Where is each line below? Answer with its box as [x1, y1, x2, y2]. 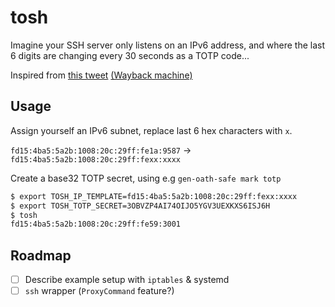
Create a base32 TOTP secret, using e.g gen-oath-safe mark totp [10, 172, 282, 184]
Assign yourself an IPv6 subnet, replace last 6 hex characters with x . [10, 124, 293, 136]
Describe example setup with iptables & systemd [24, 274, 230, 286]
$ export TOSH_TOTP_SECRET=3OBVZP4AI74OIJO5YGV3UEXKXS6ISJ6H [10, 201, 271, 211]
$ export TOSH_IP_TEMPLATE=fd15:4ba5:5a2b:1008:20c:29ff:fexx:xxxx [10, 191, 298, 201]
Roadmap [10, 247, 72, 264]
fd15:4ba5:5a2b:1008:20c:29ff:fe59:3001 [10, 219, 182, 230]
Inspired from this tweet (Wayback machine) [10, 69, 193, 81]
